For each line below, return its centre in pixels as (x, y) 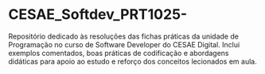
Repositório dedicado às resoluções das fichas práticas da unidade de (123, 36)
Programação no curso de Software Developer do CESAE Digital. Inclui (124, 44)
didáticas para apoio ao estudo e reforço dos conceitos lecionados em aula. (132, 61)
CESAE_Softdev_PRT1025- (98, 15)
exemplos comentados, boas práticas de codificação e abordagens (119, 53)
